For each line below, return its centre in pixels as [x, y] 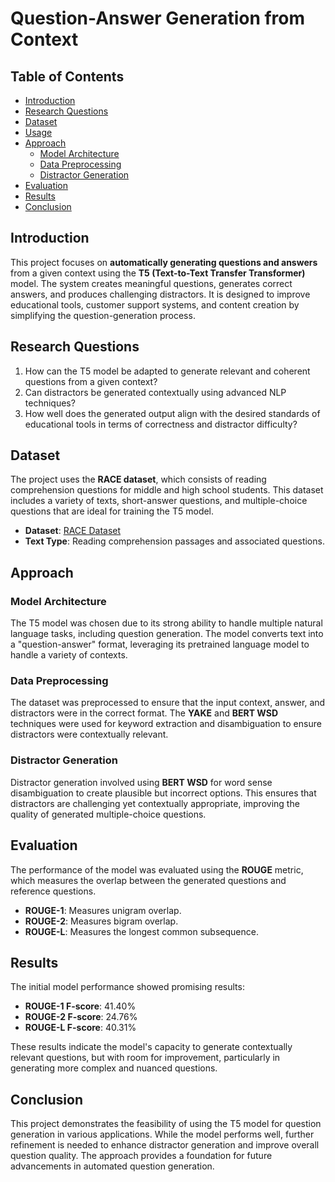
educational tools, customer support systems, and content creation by [155, 304]
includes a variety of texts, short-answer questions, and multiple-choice [159, 501]
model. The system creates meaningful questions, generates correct [151, 283]
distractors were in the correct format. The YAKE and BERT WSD [144, 713]
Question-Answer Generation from [158, 18]
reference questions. [53, 891]
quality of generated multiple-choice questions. [108, 814]
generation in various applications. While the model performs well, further [162, 1134]
